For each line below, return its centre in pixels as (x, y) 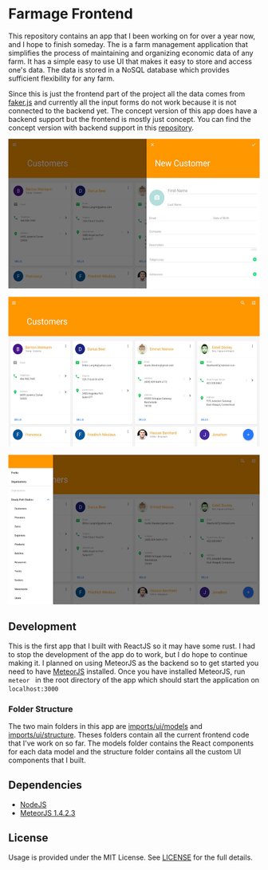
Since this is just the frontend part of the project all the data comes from (127, 93)
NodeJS (33, 804)
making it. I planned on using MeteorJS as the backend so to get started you (134, 663)
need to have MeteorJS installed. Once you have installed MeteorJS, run (127, 671)
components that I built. (47, 760)
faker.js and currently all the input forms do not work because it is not (122, 102)
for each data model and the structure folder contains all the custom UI (125, 752)
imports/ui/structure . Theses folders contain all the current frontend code (129, 735)
